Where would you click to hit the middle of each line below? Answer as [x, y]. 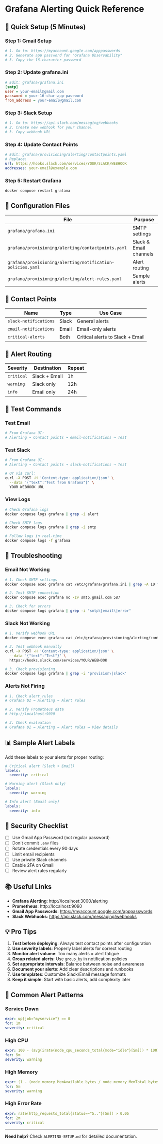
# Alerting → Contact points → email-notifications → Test [66, 438]
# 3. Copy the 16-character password [43, 60]
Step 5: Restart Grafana [33, 180]
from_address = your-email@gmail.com [43, 101]
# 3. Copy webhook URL [28, 132]
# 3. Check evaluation [28, 723]
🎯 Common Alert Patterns [44, 995]
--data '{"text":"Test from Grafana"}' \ [52, 483]
